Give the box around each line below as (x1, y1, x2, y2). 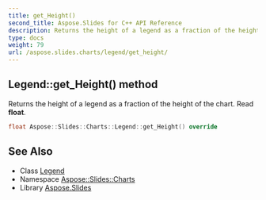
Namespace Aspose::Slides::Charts (19, 174, 135, 183)
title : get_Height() (8, 11, 77, 20)
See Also (8, 144, 53, 159)
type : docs (8, 33, 44, 42)
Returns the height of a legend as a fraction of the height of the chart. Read (8, 98, 254, 108)
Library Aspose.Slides (19, 183, 92, 192)
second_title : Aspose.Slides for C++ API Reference (8, 19, 182, 27)
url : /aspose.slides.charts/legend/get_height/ (8, 48, 169, 56)
